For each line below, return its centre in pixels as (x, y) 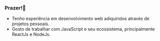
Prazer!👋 (15, 8)
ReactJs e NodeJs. (31, 35)
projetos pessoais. (31, 24)
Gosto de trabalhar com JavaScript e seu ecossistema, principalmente (83, 29)
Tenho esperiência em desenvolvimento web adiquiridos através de (80, 19)
